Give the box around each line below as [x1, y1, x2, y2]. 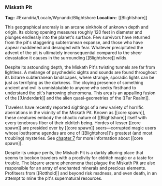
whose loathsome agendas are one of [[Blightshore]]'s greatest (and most [5, 130, 153, 136]
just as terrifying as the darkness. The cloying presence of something [5, 80, 144, 86]
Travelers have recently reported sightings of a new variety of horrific [5, 104, 144, 110]
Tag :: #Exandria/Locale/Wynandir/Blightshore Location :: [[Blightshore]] [5, 15, 147, 21]
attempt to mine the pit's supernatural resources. [5, 175, 103, 181]
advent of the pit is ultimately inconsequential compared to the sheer [5, 50, 142, 56]
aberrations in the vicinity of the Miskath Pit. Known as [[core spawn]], [5, 110, 146, 115]
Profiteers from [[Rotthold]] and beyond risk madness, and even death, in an [5, 171, 157, 176]
